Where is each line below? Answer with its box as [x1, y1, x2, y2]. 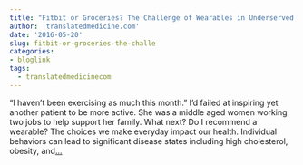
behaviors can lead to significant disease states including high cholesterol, [9, 135, 288, 146]
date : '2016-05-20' [9, 30, 83, 39]
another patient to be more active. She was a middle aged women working [9, 106, 288, 118]
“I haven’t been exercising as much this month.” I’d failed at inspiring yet [9, 97, 279, 108]
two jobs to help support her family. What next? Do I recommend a [9, 116, 258, 127]
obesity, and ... [9, 145, 63, 156]
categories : [9, 47, 54, 56]
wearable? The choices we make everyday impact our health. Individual [9, 126, 278, 137]
